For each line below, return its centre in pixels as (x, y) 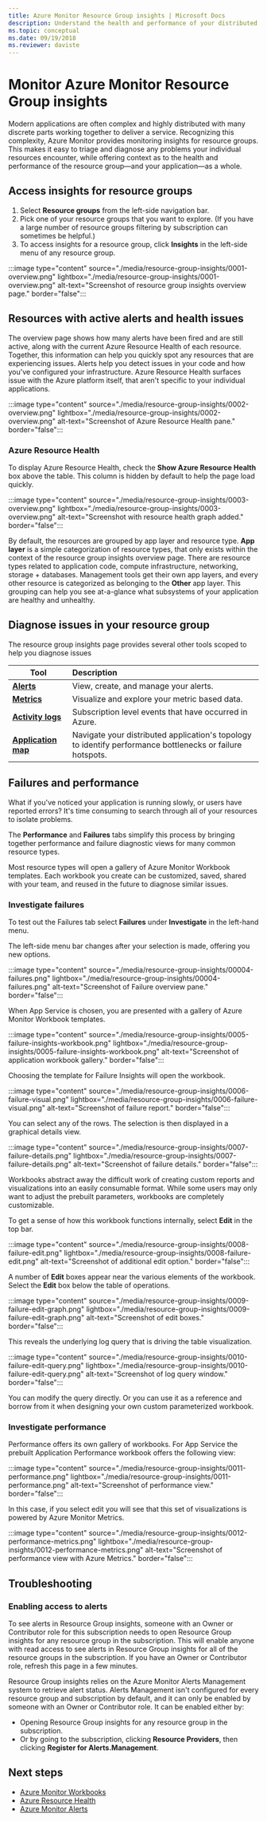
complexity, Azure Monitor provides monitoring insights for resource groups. (133, 141)
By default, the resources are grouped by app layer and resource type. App (132, 541)
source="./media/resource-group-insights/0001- (168, 268)
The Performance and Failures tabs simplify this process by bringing (122, 835)
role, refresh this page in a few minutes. (73, 1666)
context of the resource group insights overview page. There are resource (130, 557)
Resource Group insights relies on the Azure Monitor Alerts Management (127, 1681)
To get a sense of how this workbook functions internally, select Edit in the (130, 1220)
